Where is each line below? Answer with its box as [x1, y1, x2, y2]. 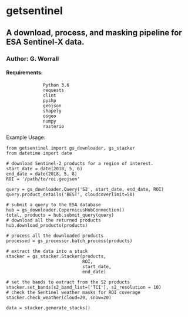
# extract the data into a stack [6, 248, 88, 254]
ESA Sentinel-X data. [6, 37, 85, 47]
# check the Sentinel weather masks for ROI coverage [6, 289, 141, 295]
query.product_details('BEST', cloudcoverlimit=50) [6, 191, 135, 197]
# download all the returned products [6, 217, 101, 223]
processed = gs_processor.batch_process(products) [6, 237, 133, 244]
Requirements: [6, 69, 43, 76]
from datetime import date [6, 150, 72, 156]
